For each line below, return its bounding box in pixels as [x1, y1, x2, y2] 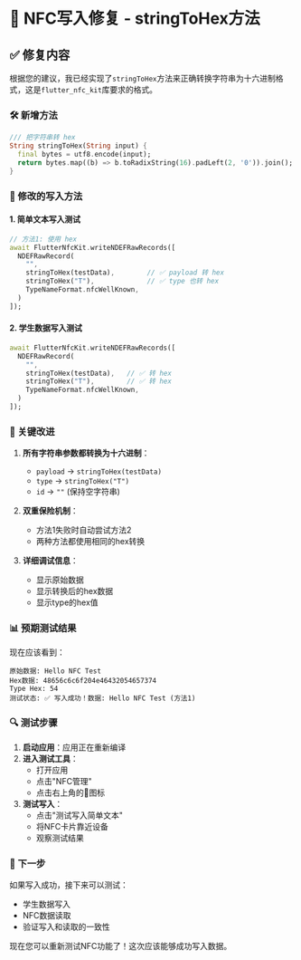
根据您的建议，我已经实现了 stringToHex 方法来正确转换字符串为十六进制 [9, 73, 276, 83]
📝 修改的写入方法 [9, 189, 83, 202]
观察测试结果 [35, 832, 84, 843]
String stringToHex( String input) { [9, 141, 147, 150]
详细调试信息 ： [22, 555, 79, 566]
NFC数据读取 [22, 910, 71, 921]
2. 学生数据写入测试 [9, 322, 83, 333]
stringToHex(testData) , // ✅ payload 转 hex [25, 268, 224, 277]
